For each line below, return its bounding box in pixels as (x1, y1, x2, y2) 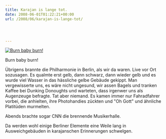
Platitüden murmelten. (5, 104, 51, 110)
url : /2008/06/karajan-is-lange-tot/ (5, 16, 83, 21)
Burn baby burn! (5, 57, 39, 63)
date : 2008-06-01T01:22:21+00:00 (5, 12, 74, 17)
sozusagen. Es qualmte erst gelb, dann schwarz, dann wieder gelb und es (5, 72, 156, 78)
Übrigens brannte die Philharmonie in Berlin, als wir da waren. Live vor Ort (5, 67, 157, 72)
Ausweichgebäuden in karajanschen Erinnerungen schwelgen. (5, 128, 133, 134)
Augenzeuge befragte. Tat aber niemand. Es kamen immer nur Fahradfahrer (5, 93, 160, 99)
